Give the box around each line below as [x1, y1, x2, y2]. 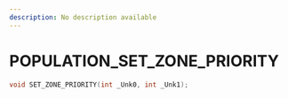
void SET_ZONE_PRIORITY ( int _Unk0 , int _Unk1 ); [9, 80, 189, 89]
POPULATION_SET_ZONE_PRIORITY [9, 50, 280, 71]
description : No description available [9, 12, 157, 22]
